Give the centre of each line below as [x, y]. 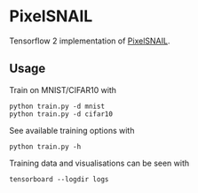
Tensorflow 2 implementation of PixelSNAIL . [90, 41]
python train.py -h [45, 147]
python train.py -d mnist [57, 106]
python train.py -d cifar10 [61, 114]
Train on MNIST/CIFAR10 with [63, 89]
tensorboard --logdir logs [59, 179]
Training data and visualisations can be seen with [99, 163]
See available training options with [72, 130]
